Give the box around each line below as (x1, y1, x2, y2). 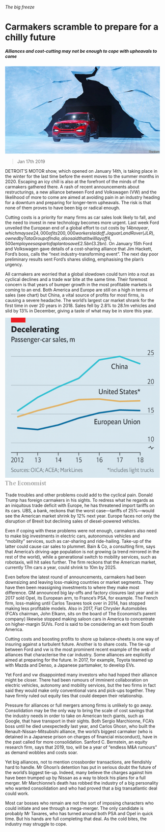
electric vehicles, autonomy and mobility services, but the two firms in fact (5, 682, 156, 688)
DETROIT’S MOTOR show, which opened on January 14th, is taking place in (5, 168, 158, 174)
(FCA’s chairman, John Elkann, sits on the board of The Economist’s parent (5, 611, 156, 617)
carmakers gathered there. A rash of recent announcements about (5, 184, 139, 190)
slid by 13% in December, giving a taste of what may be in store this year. (5, 308, 153, 314)
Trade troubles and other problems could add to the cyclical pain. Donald (5, 492, 153, 498)
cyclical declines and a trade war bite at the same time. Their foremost (5, 276, 147, 282)
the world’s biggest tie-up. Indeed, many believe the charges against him (5, 770, 153, 776)
